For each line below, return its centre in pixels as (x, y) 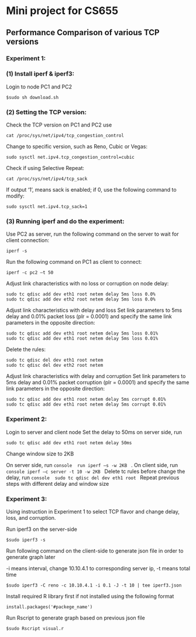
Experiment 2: (27, 419)
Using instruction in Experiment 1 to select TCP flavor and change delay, (93, 512)
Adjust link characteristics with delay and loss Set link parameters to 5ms (94, 310)
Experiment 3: (27, 499)
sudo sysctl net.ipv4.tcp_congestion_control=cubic (70, 157)
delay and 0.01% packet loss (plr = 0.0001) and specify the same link (89, 316)
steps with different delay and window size (58, 483)
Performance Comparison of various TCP (83, 33)
